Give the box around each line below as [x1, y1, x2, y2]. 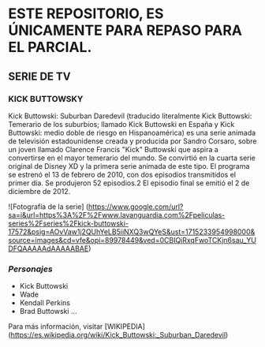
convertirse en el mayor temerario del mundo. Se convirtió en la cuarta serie [8, 153, 256, 162]
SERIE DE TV [8, 69, 71, 83]
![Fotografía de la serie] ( [8, 202, 89, 211]
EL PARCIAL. [8, 39, 92, 56]
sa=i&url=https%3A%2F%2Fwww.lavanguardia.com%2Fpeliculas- [8, 210, 226, 219]
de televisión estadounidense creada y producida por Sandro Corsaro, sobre [8, 136, 257, 146]
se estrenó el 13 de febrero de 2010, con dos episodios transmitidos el [8, 170, 237, 179]
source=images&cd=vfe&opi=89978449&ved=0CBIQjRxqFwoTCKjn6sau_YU [8, 235, 256, 244]
